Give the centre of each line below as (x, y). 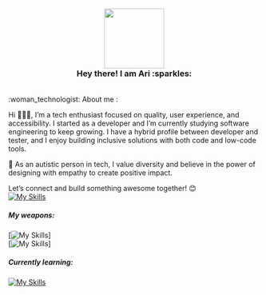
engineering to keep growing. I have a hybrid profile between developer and (133, 132)
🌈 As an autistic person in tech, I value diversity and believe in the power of (132, 165)
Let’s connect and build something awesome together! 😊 (103, 189)
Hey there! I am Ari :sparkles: (134, 74)
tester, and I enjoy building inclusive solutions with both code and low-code (133, 141)
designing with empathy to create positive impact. (91, 173)
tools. (18, 149)
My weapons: (32, 215)
